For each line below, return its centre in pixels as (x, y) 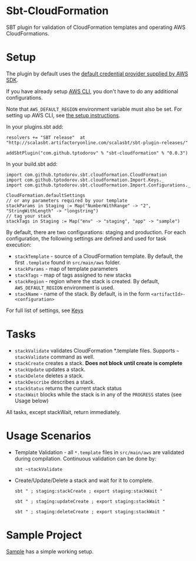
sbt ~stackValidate (39, 469)
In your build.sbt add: (32, 164)
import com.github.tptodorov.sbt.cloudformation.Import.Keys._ (85, 180)
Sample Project (44, 535)
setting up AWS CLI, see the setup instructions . (63, 115)
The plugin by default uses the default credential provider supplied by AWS (97, 73)
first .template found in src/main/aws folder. (68, 262)
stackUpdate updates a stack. (50, 369)
